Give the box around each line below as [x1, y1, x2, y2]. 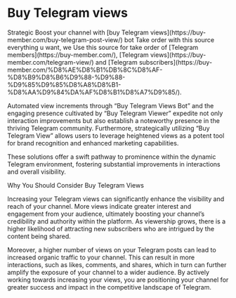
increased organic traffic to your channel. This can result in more [7, 253, 195, 261]
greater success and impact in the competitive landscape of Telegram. [7, 283, 212, 291]
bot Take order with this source [124, 35, 215, 44]
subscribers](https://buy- [139, 58, 213, 66]
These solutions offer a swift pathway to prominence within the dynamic [7, 153, 216, 161]
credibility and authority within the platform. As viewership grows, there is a [7, 216, 226, 226]
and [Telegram [95, 58, 138, 66]
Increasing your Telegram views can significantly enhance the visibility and [7, 195, 225, 203]
